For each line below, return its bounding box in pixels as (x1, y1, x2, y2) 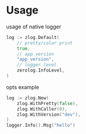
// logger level (17, 62, 58, 68)
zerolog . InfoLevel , (17, 67, 65, 74)
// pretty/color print (17, 40, 73, 46)
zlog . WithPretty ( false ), (17, 100, 78, 106)
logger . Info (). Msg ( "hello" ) (6, 122, 76, 129)
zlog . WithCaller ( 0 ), (17, 106, 68, 112)
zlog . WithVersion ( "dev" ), (17, 112, 81, 117)
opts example (6, 83, 40, 90)
